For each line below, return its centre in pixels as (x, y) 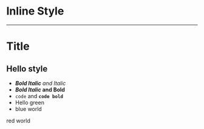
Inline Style (35, 11)
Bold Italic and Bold (40, 90)
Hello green (29, 102)
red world (18, 121)
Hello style (27, 69)
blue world (29, 109)
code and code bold (39, 96)
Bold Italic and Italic (40, 83)
